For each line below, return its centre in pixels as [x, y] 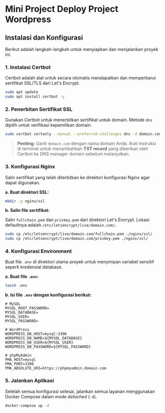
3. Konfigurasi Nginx [30, 167]
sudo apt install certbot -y [35, 97]
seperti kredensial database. [34, 267]
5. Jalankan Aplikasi [29, 381]
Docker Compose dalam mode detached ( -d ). [51, 396]
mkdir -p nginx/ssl [25, 201]
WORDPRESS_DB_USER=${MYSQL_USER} [39, 343]
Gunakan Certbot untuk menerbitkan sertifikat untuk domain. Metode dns [79, 120]
